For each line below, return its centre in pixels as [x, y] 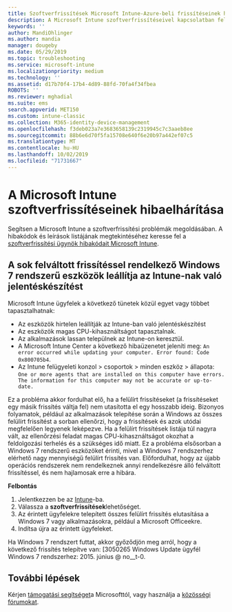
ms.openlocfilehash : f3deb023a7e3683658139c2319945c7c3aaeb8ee [101, 129]
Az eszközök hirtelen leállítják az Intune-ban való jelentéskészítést [112, 324]
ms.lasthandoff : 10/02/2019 [48, 155]
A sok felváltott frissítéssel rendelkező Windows [114, 265]
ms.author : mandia [34, 39]
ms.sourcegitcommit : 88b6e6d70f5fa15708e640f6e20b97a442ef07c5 [101, 135]
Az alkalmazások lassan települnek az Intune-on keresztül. [101, 338]
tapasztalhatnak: [31, 310]
